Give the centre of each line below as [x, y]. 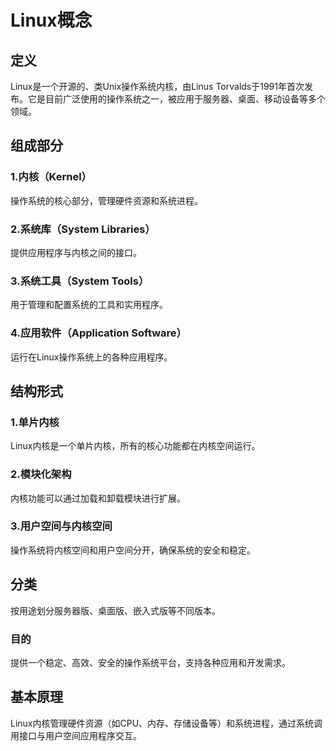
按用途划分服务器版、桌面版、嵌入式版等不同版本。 [115, 610]
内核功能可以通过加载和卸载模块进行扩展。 [98, 498]
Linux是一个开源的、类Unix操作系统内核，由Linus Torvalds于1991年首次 [157, 86]
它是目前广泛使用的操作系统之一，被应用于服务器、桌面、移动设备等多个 [176, 99]
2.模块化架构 [41, 474]
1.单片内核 [35, 422]
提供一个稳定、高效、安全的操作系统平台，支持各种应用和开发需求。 [150, 662]
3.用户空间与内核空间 [61, 526]
